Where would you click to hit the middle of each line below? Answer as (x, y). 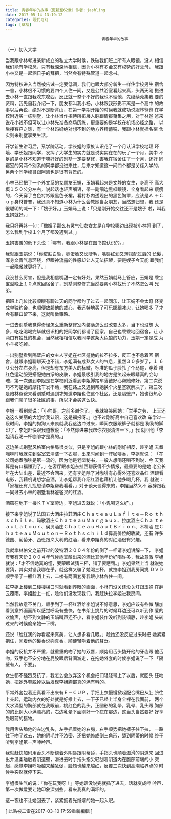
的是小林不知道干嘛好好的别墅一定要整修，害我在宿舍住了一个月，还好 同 (87, 159)
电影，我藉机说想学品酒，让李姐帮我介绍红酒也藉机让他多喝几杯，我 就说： (84, 479)
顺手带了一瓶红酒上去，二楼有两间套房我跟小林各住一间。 (66, 576)
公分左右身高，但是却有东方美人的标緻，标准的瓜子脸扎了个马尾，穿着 (83, 368)
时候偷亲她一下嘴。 (39, 624)
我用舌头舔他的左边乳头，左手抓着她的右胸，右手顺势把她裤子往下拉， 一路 (84, 729)
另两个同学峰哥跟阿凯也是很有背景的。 (46, 172)
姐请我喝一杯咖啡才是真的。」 (36, 437)
